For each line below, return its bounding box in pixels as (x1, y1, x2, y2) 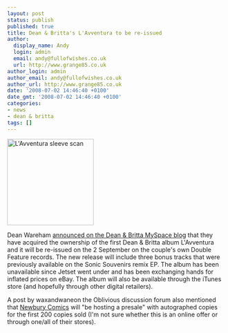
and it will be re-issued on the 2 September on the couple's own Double (7, 245, 212, 254)
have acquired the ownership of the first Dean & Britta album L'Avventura (7, 238, 214, 246)
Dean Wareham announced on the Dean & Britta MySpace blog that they (7, 231, 213, 239)
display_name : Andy (13, 42, 70, 49)
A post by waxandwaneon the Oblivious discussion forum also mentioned (7, 295, 216, 304)
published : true (7, 23, 54, 30)
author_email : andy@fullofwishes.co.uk (7, 74, 122, 82)
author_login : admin (7, 68, 67, 75)
